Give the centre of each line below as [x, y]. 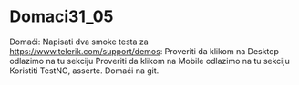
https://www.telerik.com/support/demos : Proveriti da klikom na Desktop [144, 51]
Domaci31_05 [62, 17]
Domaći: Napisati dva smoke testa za [79, 42]
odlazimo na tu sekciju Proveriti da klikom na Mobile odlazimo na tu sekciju [149, 61]
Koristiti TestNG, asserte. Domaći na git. [84, 71]
